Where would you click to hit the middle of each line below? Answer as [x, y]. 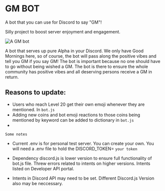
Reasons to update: [35, 92]
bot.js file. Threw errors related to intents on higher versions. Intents [81, 163]
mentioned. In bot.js [33, 109]
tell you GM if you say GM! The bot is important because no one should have [83, 61]
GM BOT [22, 9]
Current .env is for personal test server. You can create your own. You [83, 143]
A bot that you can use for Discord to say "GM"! [53, 22]
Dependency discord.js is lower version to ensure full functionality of [82, 158]
